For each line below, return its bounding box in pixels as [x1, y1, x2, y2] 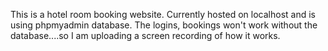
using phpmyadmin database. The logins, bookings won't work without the [10, 19, 318, 31]
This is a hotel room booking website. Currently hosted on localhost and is [10, 9, 316, 20]
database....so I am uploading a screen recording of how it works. [10, 30, 281, 41]
